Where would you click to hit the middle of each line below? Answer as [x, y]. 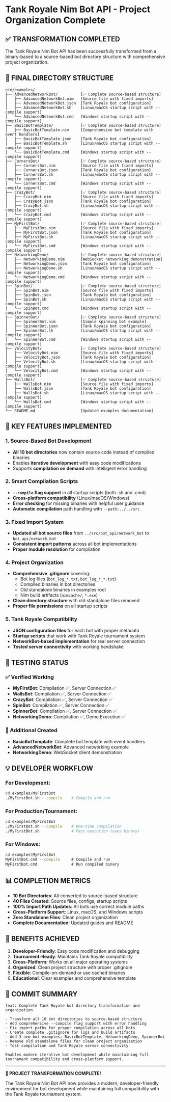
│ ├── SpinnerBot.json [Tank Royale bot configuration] [78, 326]
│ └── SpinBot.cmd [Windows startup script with [75, 308]
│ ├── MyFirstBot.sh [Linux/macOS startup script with [79, 237]
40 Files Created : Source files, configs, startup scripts [70, 901]
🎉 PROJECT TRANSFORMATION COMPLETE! [53, 1073]
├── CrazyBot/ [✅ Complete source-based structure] [83, 192]
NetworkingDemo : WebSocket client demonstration [67, 752]
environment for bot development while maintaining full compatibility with [82, 1089]
